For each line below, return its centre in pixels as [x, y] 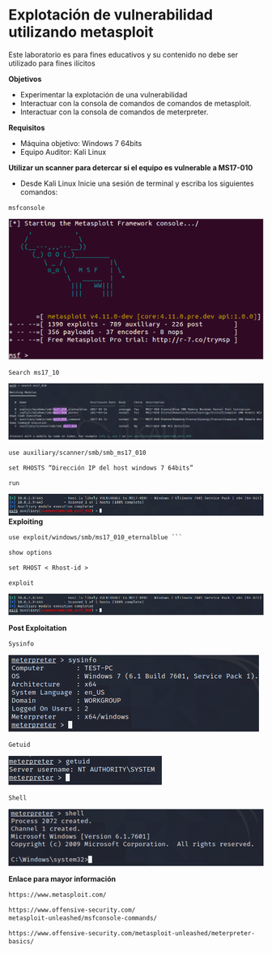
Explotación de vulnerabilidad [110, 15]
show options [30, 552]
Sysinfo [21, 644]
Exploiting [26, 522]
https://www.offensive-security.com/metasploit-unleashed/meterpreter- [132, 934]
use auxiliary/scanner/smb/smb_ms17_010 [78, 453]
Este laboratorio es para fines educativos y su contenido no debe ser [123, 54]
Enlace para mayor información [62, 879]
